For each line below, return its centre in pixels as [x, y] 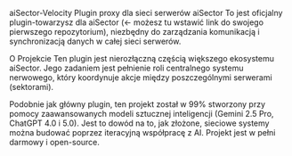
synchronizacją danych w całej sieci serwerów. [95, 41]
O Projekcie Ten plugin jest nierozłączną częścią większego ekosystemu [142, 58]
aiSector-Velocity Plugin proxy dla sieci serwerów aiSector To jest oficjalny [146, 13]
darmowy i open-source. [55, 142]
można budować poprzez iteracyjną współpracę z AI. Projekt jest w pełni [142, 132]
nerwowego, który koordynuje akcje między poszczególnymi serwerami [141, 78]
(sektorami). [32, 87]
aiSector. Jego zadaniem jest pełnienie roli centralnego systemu [126, 68]
